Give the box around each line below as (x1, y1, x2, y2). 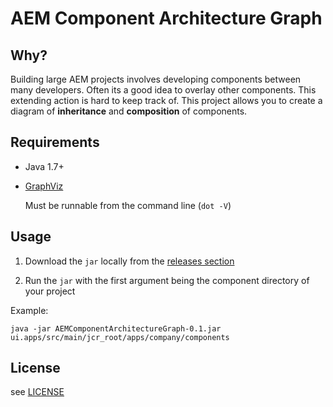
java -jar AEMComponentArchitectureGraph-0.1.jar (10, 323, 222, 334)
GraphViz (24, 180, 64, 192)
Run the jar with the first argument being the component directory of (24, 274, 310, 286)
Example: (10, 304, 49, 316)
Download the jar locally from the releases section (24, 255, 235, 267)
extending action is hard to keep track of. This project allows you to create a (10, 95, 323, 106)
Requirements (10, 134, 100, 151)
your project (24, 285, 76, 297)
